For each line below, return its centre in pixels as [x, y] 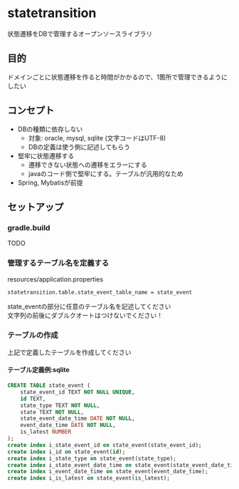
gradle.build [29, 227]
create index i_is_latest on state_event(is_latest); [89, 478]
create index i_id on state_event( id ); [67, 452]
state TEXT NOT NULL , [52, 412]
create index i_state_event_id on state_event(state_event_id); [105, 445]
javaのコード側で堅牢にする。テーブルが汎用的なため [106, 173]
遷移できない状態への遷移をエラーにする [87, 165]
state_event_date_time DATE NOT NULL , [78, 418]
